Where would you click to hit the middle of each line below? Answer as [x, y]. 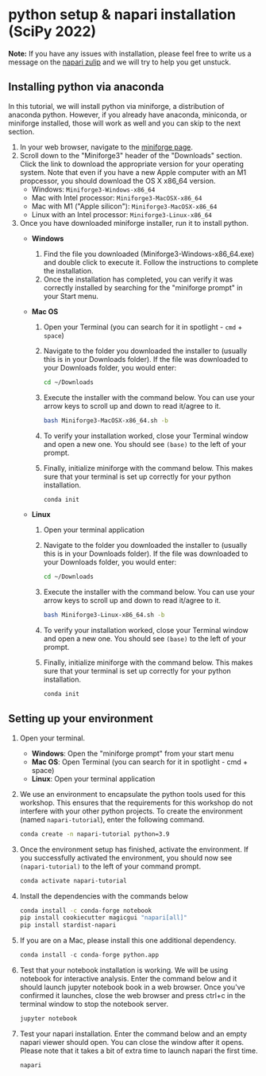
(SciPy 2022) [52, 31]
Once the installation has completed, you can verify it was [138, 279]
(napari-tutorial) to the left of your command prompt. [110, 866]
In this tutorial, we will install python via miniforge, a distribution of [116, 106]
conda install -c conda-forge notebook [86, 911]
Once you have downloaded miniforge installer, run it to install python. [134, 223]
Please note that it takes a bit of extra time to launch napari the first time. [139, 1051]
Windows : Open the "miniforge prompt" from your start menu [133, 753]
